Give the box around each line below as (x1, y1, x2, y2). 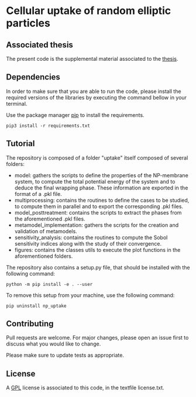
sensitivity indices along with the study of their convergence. (14, 240, 162, 247)
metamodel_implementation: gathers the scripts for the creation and (14, 221, 179, 229)
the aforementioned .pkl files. (14, 215, 86, 222)
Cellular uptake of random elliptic (6, 4, 171, 18)
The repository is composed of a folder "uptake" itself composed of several (6, 154, 188, 161)
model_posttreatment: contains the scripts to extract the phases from (14, 209, 182, 216)
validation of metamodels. (14, 227, 77, 234)
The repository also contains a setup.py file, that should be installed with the (6, 264, 190, 271)
